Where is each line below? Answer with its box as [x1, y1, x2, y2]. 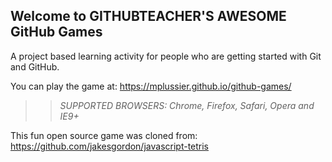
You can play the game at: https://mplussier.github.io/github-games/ [10, 80, 292, 92]
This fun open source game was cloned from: [10, 129, 198, 141]
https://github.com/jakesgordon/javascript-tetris [10, 140, 210, 152]
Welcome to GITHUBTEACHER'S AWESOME [10, 8, 287, 25]
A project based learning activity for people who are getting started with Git [10, 50, 322, 62]
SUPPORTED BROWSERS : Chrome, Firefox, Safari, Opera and [59, 99, 315, 111]
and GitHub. [10, 60, 60, 73]
